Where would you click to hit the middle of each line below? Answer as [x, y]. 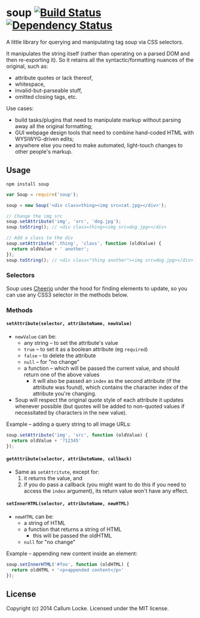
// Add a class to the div [40, 238]
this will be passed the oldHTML [72, 535]
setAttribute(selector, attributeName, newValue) [69, 324]
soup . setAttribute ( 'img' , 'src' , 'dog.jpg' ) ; [64, 222]
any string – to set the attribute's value [71, 342]
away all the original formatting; [54, 126]
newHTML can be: [34, 517]
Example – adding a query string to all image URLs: [69, 424]
